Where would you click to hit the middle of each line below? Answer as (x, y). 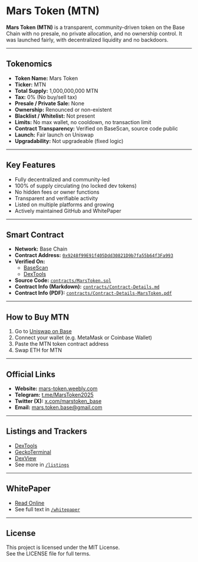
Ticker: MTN (30, 85)
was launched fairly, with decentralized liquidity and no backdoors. (88, 40)
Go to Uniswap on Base (43, 332)
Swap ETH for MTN (38, 350)
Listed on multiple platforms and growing (64, 204)
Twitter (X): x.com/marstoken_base (58, 401)
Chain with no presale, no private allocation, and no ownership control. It (94, 33)
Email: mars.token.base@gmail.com (58, 407)
